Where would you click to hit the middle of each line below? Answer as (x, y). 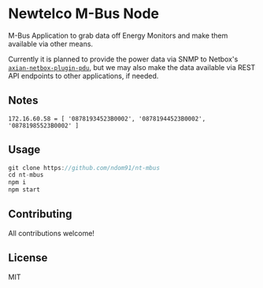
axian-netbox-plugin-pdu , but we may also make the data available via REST (132, 67)
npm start (24, 190)
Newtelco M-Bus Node (84, 14)
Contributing (40, 214)
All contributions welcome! (51, 233)
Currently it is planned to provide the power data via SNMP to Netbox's (123, 59)
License (28, 258)
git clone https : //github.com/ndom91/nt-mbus (84, 168)
